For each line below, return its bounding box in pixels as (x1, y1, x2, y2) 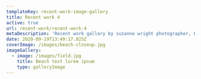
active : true (6, 20, 39, 26)
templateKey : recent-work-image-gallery (6, 8, 109, 15)
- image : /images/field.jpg (11, 53, 82, 59)
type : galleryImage (17, 64, 66, 70)
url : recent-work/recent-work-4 (6, 25, 87, 31)
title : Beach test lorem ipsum (17, 58, 95, 64)
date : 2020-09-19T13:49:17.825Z (6, 36, 87, 42)
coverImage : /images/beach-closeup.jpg (6, 42, 106, 48)
